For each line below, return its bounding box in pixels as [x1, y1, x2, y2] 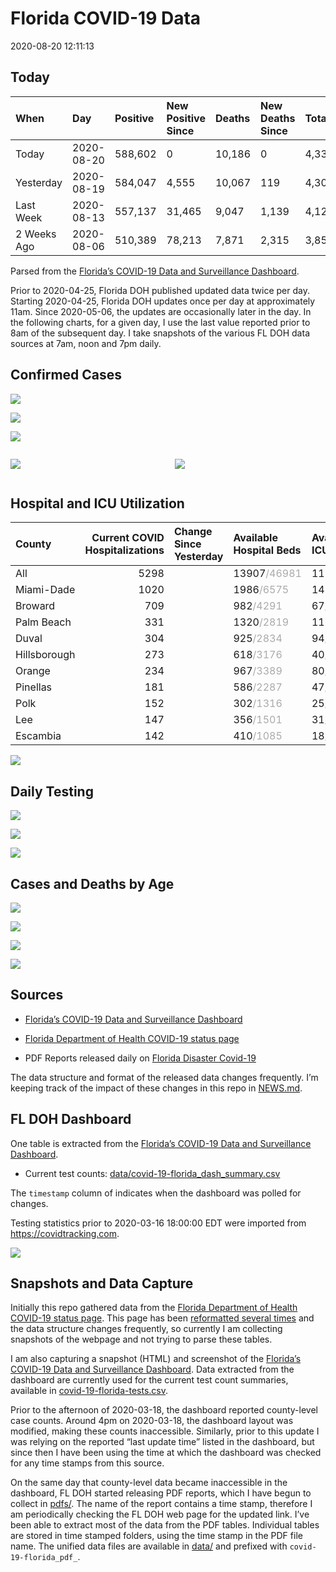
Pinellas [15, 680, 53, 694]
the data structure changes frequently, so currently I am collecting [10, 1323, 283, 1335]
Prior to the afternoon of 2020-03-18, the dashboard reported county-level [10, 1404, 318, 1416]
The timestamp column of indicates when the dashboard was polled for [10, 1187, 302, 1199]
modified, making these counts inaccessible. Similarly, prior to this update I [10, 1425, 320, 1437]
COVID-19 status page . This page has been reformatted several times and [10, 1312, 315, 1324]
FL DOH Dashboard [10, 1111, 132, 1128]
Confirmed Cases [10, 367, 123, 384]
